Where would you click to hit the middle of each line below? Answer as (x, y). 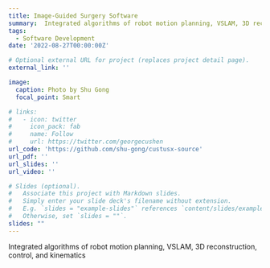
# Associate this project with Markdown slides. (95, 194)
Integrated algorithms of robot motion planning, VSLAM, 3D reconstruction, (133, 246)
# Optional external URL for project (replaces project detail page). (129, 60)
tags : (17, 31)
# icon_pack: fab (45, 127)
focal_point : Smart (48, 97)
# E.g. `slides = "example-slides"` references (93, 209)
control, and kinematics (47, 255)
